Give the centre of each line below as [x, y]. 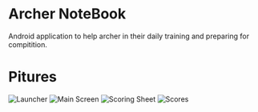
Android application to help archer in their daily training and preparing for [129, 36]
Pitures [33, 77]
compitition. [28, 44]
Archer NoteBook [67, 14]
